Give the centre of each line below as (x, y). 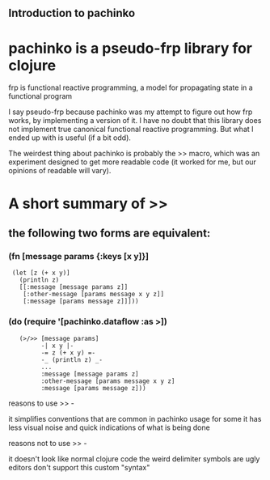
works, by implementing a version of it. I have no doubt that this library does (135, 121)
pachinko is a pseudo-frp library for (131, 48)
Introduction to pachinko (72, 13)
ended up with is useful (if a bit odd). (70, 138)
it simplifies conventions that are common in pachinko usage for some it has (135, 418)
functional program (40, 96)
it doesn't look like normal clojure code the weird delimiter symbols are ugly (134, 459)
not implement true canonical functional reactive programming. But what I (131, 130)
